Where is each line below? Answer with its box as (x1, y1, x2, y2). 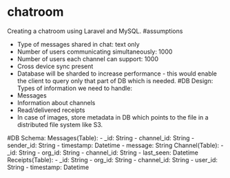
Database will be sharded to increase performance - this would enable (17, 69, 218, 78)
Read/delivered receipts (17, 106, 85, 114)
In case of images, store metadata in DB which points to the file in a (17, 113, 209, 121)
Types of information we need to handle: (17, 84, 133, 92)
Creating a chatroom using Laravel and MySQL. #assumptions (7, 27, 183, 35)
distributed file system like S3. (17, 120, 103, 129)
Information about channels (17, 98, 96, 107)
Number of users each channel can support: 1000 (17, 54, 158, 63)
